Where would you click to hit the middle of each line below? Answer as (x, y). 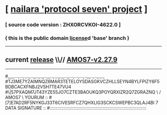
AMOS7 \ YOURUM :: (27, 98)
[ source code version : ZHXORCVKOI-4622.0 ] (63, 25)
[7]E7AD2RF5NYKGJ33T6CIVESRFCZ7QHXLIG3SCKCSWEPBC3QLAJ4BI (80, 103)
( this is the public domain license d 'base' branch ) (67, 38)
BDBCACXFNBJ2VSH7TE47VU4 (38, 87)
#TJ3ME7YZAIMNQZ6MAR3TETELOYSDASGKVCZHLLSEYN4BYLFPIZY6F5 (83, 82)
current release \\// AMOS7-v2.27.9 (61, 59)
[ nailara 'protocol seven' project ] (76, 9)
